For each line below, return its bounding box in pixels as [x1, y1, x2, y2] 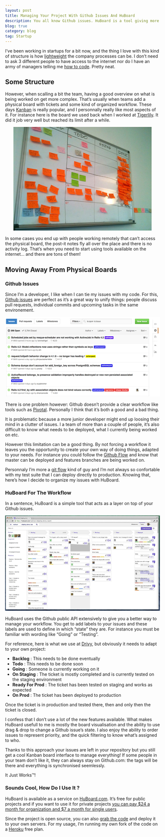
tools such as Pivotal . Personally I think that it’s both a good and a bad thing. [5, 407, 160, 413]
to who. [5, 738, 21, 744]
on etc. [5, 432, 20, 438]
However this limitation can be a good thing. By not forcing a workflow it [5, 442, 151, 448]
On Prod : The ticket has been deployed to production [12, 692, 121, 698]
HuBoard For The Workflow [5, 489, 72, 496]
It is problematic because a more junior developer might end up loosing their [5, 416, 160, 422]
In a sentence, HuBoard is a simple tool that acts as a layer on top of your [5, 501, 153, 507]
